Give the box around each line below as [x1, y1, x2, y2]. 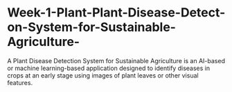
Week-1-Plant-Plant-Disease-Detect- [7, 5, 226, 21]
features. [7, 78, 33, 87]
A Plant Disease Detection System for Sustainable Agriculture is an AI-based [7, 56, 225, 65]
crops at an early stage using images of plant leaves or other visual [7, 71, 199, 80]
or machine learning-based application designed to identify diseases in [7, 64, 210, 72]
